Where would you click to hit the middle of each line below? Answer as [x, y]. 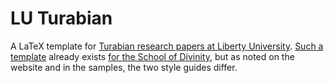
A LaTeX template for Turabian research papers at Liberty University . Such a [167, 46]
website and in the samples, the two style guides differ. [124, 67]
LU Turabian [61, 18]
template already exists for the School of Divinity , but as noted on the [152, 56]
